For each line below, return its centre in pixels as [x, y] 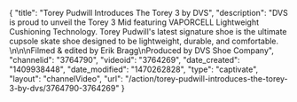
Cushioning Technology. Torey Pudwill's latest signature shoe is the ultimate [148, 31]
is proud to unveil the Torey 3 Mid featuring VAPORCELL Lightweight [134, 22]
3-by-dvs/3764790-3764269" [64, 88]
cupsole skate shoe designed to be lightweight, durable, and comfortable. [144, 41]
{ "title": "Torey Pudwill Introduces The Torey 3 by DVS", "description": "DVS [148, 13]
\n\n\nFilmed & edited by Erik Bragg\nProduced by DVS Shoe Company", [142, 51]
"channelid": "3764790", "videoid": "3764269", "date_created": [125, 60]
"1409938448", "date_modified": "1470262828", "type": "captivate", [134, 69]
